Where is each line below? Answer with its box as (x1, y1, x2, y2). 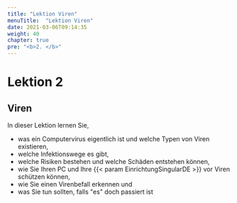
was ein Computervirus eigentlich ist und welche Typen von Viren (17, 135, 210, 143)
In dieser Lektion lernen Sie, (7, 121, 89, 129)
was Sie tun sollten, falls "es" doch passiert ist (17, 187, 154, 196)
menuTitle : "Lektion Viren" (7, 17, 94, 24)
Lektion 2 (7, 74, 64, 90)
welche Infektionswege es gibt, (17, 150, 109, 158)
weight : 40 (7, 30, 40, 38)
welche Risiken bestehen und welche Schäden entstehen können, (17, 158, 210, 165)
